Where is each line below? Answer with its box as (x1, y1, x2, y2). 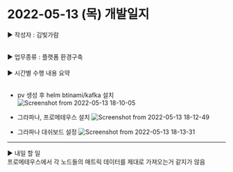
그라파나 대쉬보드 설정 (17, 128, 78, 136)
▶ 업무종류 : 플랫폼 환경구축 (7, 53, 83, 61)
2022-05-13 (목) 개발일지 (7, 6, 150, 22)
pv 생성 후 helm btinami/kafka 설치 (17, 91, 114, 99)
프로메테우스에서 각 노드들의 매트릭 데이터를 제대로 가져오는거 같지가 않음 (7, 157, 206, 166)
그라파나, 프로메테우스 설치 (17, 112, 90, 121)
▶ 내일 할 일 (7, 148, 41, 157)
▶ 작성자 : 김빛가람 (7, 31, 59, 39)
